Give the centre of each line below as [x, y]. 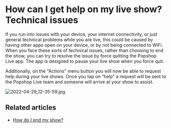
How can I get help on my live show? [84, 9]
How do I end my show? [38, 120]
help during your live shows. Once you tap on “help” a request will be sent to [86, 76]
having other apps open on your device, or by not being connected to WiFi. [84, 45]
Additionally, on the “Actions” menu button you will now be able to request [83, 71]
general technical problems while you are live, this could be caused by [79, 40]
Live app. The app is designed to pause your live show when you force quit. [85, 61]
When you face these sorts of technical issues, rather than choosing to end [84, 50]
